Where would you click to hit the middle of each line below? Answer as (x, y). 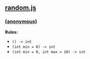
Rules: (12, 32)
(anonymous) (21, 22)
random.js (21, 8)
